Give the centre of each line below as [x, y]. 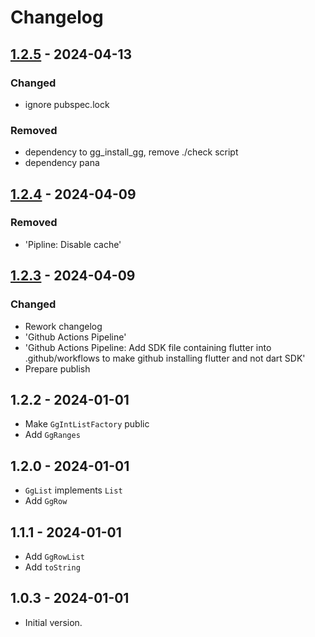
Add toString [52, 567]
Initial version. [53, 622]
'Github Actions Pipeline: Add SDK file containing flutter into [148, 347]
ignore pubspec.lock [67, 104]
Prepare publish [57, 368]
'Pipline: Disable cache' [73, 244]
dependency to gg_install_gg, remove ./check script [131, 152]
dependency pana [62, 163]
